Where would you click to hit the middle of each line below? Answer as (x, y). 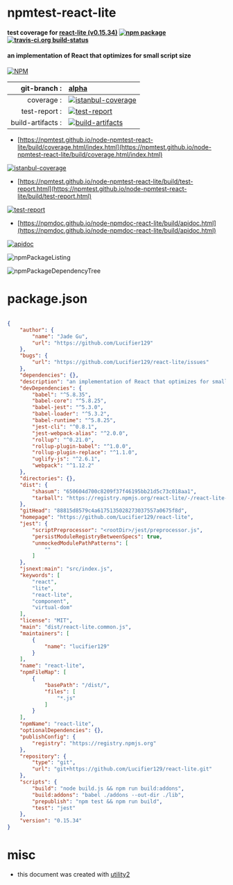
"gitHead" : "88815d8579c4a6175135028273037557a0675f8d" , (104, 511)
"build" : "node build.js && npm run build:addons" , (109, 788)
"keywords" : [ (40, 576)
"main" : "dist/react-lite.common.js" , (76, 627)
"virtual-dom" (52, 608)
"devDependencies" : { (51, 388)
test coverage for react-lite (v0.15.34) (62, 32)
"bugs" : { (34, 356)
